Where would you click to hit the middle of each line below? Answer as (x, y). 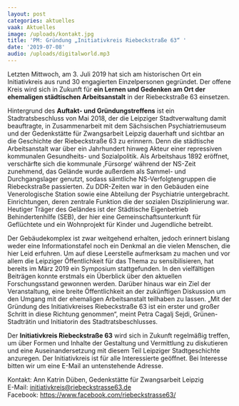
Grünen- (205, 314)
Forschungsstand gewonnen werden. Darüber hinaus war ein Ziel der (109, 283)
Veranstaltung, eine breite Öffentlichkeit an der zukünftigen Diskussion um (117, 291)
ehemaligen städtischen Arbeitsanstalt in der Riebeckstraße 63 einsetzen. (119, 96)
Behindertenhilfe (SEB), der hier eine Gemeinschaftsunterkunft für (104, 217)
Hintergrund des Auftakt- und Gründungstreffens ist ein (91, 111)
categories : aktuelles (41, 21)
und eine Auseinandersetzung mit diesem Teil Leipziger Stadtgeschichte (114, 350)
